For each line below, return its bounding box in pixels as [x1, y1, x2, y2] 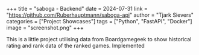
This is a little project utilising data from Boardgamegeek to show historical [6, 36, 192, 42]
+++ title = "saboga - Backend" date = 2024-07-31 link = [6, 5, 148, 12]
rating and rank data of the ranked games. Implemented [6, 42, 145, 49]
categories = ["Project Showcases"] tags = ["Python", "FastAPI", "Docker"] [6, 18, 192, 25]
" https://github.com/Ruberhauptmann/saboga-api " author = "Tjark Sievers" [6, 11, 194, 19]
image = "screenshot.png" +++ [6, 24, 84, 31]
